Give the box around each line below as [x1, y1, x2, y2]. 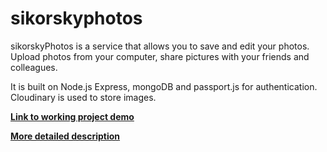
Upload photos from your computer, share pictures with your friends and [10, 50, 310, 62]
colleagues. [10, 61, 58, 73]
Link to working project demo [10, 110, 135, 122]
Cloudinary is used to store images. [10, 91, 157, 103]
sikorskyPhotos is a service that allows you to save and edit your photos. [10, 40, 310, 52]
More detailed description [10, 130, 121, 142]
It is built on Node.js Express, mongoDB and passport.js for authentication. [10, 80, 318, 92]
